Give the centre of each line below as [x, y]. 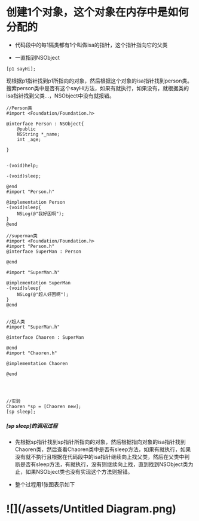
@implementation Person [36, 202]
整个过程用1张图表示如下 [45, 484]
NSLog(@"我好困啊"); [41, 214]
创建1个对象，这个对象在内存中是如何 [98, 12]
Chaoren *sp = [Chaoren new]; [44, 406]
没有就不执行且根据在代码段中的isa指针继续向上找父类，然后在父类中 [99, 456]
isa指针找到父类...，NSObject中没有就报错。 [60, 96]
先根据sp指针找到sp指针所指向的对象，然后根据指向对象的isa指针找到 [100, 442]
